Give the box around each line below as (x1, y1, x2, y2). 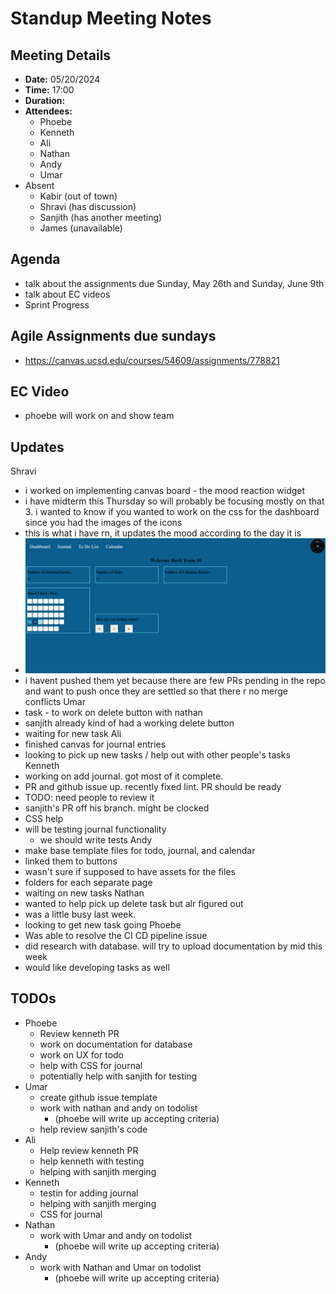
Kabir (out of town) (39, 190, 118, 202)
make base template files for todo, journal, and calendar (24, 844, 256, 856)
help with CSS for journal (39, 1059, 143, 1071)
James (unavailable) (39, 222, 123, 234)
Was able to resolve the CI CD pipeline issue (24, 929, 208, 941)
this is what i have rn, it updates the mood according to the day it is (24, 527, 302, 539)
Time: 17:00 (24, 84, 75, 96)
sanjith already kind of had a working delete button (24, 717, 235, 729)
